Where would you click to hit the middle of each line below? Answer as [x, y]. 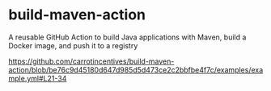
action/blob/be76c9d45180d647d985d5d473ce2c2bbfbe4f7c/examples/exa [136, 69]
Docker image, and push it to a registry [73, 45]
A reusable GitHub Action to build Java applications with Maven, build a [127, 37]
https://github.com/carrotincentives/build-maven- [91, 61]
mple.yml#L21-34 [38, 78]
